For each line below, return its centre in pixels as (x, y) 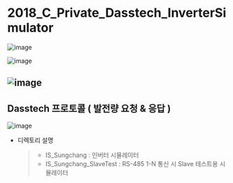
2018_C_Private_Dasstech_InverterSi (117, 13)
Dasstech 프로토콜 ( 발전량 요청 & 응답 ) (89, 108)
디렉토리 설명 (35, 140)
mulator (30, 28)
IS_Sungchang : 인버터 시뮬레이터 (92, 155)
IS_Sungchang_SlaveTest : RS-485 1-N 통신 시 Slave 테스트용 (132, 164)
